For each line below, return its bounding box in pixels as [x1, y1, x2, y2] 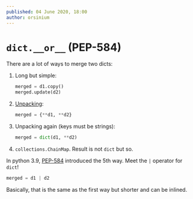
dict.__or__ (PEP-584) [6, 40, 121, 54]
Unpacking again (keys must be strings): [14, 123, 115, 130]
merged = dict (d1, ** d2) [14, 134, 78, 141]
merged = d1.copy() [14, 84, 64, 90]
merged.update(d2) [14, 89, 61, 95]
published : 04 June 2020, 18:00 [6, 8, 87, 15]
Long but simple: [14, 72, 57, 79]
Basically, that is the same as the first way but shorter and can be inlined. [6, 186, 188, 193]
